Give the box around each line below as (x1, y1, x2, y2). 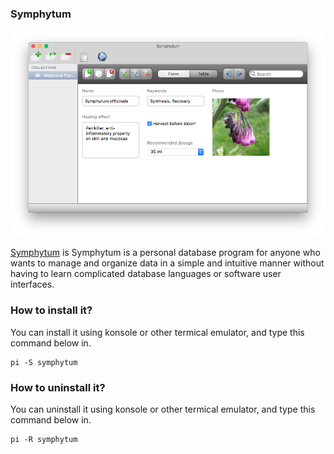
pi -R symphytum (10, 434, 78, 444)
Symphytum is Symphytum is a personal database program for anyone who (10, 247, 322, 259)
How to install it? (10, 303, 93, 317)
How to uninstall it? (10, 380, 106, 394)
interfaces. (10, 278, 55, 291)
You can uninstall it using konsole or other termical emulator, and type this (10, 403, 316, 415)
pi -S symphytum (10, 357, 78, 367)
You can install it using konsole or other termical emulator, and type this (10, 326, 305, 338)
